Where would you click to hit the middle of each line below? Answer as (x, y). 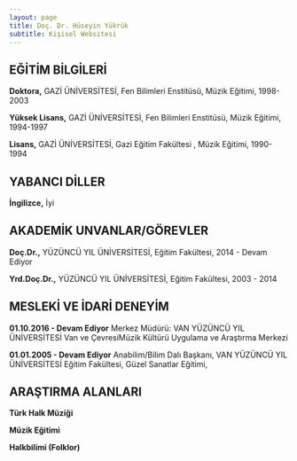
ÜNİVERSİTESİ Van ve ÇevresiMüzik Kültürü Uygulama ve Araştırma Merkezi (148, 337)
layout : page (33, 17)
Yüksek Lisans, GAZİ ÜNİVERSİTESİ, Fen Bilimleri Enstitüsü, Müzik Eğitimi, (145, 118)
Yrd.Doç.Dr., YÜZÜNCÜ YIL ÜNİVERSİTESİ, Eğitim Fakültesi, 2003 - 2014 (143, 278)
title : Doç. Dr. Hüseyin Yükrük (69, 26)
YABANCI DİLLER (57, 181)
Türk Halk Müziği (41, 413)
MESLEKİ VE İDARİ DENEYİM (90, 307)
